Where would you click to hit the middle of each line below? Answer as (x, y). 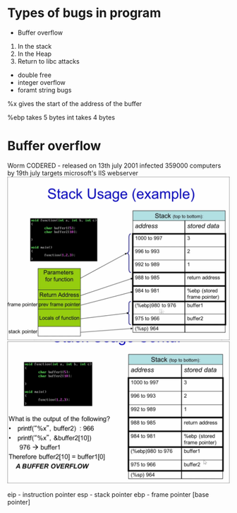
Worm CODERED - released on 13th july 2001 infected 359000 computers (114, 165)
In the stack (35, 46)
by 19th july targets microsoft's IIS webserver (73, 173)
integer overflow (41, 82)
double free (34, 75)
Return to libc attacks (48, 61)
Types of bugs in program (84, 13)
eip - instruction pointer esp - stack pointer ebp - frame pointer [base (108, 494)
